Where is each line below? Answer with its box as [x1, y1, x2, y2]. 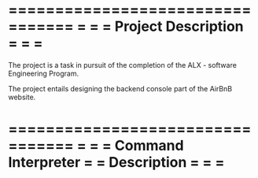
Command [114, 137, 184, 154]
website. [8, 92, 36, 102]
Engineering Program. [8, 69, 79, 78]
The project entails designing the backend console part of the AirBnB [8, 83, 233, 93]
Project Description [114, 17, 244, 35]
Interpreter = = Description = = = [8, 154, 225, 172]
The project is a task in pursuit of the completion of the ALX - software [8, 60, 238, 69]
